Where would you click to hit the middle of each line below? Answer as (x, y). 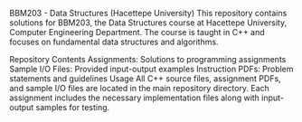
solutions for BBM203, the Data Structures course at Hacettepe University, (148, 23)
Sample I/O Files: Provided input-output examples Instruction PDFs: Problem (151, 69)
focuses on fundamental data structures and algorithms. (114, 42)
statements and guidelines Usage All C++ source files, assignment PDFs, (146, 79)
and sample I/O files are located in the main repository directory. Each (139, 88)
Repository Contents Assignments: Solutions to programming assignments (148, 59)
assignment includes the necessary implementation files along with (135, 98)
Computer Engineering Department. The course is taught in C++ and (137, 32)
